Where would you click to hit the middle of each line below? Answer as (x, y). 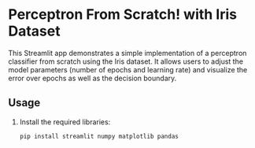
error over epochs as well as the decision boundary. (92, 78)
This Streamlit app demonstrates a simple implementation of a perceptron (128, 53)
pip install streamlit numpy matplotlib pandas (99, 136)
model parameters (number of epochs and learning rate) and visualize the (128, 69)
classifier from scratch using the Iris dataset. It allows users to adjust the (126, 61)
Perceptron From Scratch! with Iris (123, 15)
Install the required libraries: (65, 122)
